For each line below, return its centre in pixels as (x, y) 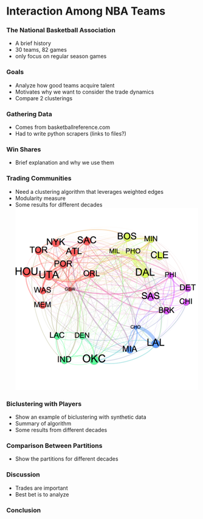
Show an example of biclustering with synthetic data (81, 417)
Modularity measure (40, 198)
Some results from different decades (61, 430)
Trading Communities (39, 179)
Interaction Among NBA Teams (86, 11)
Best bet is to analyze (42, 494)
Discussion (23, 475)
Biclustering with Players (44, 404)
